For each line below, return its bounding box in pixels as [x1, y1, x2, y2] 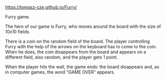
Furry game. [5, 14, 30, 19]
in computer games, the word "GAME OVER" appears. [5, 69, 115, 75]
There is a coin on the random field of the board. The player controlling [5, 38, 150, 44]
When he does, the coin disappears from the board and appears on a [5, 49, 146, 55]
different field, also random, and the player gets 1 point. [5, 54, 118, 60]
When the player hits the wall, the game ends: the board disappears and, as [5, 64, 160, 70]
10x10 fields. [5, 29, 31, 34]
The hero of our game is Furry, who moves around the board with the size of [5, 23, 161, 29]
